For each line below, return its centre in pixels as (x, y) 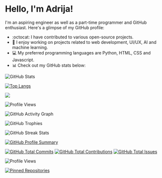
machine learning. (30, 47)
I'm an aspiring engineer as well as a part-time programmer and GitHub (76, 22)
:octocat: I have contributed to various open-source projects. (73, 37)
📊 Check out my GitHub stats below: (49, 65)
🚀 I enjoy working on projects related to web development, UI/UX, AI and (84, 42)
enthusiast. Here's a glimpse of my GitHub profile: (55, 27)
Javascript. (23, 60)
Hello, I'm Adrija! (39, 9)
